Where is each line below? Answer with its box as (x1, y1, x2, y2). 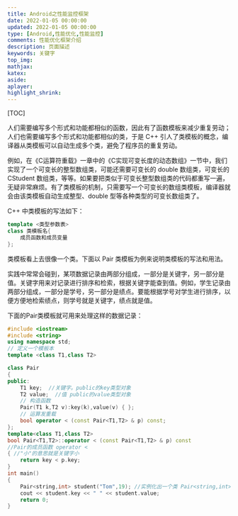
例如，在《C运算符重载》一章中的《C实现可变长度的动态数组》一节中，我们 (7, 157, 228, 165)
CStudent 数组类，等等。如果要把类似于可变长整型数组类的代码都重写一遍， (7, 174, 229, 183)
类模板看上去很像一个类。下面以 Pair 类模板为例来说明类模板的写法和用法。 (7, 254, 227, 263)
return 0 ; (20, 496, 50, 503)
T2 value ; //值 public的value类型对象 (20, 391, 131, 398)
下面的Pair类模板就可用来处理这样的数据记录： (7, 311, 143, 320)
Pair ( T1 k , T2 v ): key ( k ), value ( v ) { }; (20, 404, 135, 411)
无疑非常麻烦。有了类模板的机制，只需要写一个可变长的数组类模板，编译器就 (7, 183, 231, 191)
